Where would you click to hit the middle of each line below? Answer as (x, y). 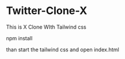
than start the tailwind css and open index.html (62, 49)
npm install (19, 38)
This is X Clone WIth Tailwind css (46, 27)
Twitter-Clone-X (47, 11)
